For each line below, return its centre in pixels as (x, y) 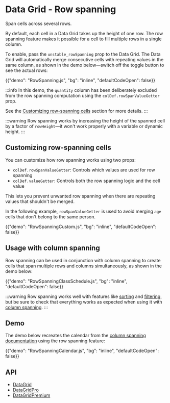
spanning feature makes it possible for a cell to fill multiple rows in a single (83, 39)
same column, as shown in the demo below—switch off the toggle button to (85, 65)
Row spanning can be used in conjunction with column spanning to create (83, 260)
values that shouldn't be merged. (40, 201)
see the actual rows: (27, 70)
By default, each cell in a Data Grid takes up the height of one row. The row (84, 33)
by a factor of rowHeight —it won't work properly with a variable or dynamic (84, 126)
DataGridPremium (31, 395)
